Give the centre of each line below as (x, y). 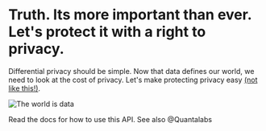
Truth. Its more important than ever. (130, 15)
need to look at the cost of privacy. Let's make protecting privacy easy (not (133, 80)
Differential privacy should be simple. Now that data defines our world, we (131, 71)
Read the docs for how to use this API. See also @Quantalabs (110, 119)
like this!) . (25, 88)
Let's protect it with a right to (107, 32)
